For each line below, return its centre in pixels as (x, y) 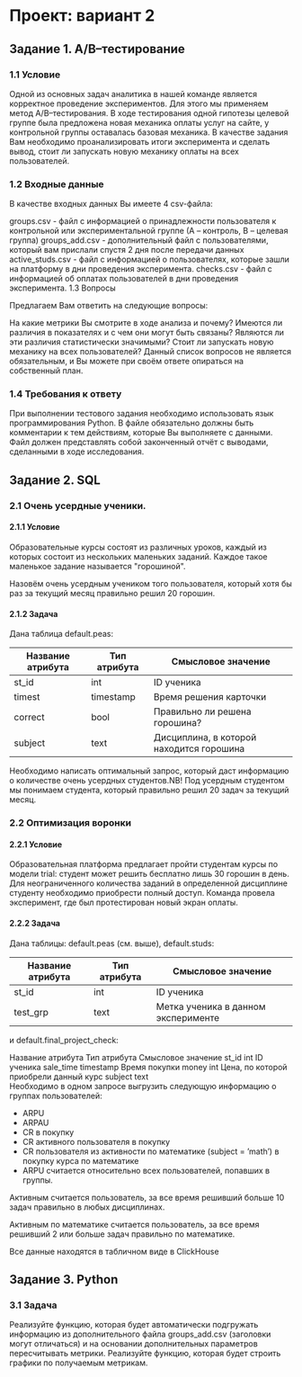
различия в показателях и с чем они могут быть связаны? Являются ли (147, 333)
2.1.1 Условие (35, 527)
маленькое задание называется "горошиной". (98, 566)
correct (29, 718)
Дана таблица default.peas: (62, 634)
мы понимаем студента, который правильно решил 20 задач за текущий (149, 790)
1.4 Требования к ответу (66, 394)
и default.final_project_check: (64, 1040)
